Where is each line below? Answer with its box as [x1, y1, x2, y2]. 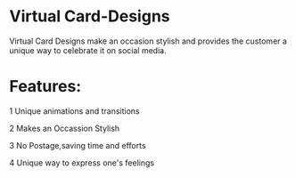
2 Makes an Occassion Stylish [9, 123, 120, 133]
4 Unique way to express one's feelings [9, 157, 154, 168]
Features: [9, 76, 82, 97]
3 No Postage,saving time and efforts [9, 140, 146, 150]
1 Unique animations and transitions [9, 105, 140, 117]
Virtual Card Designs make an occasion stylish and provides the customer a [9, 36, 288, 46]
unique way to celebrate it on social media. [9, 44, 167, 55]
